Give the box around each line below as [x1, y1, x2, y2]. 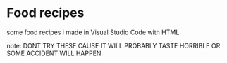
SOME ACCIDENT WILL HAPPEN [6, 49, 102, 57]
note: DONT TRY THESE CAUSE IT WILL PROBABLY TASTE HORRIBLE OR [6, 41, 221, 50]
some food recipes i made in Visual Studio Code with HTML [6, 28, 180, 36]
